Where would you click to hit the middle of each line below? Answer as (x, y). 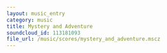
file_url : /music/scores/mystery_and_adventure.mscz (83, 39)
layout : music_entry (36, 13)
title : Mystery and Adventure (50, 26)
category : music (30, 20)
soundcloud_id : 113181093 (43, 33)
